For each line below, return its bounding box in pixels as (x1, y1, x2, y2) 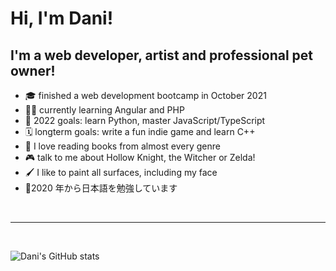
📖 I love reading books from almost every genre (24, 140, 221, 152)
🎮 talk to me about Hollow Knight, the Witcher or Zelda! (24, 152, 256, 163)
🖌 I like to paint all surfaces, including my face (24, 167, 218, 178)
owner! (10, 62, 56, 79)
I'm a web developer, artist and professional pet (10, 47, 314, 64)
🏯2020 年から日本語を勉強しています (24, 182, 178, 194)
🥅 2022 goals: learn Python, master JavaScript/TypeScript (24, 115, 266, 126)
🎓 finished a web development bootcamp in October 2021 (24, 90, 267, 101)
